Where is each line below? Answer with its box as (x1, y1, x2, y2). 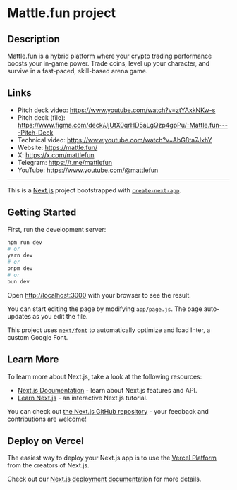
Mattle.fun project (7, 5, 116, 21)
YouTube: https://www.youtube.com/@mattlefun (17, 166, 159, 174)
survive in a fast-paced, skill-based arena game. (7, 67, 148, 75)
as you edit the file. (32, 312, 88, 320)
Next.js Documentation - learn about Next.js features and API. (17, 386, 197, 394)
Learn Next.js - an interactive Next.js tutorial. (17, 393, 148, 402)
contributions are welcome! (7, 415, 87, 423)
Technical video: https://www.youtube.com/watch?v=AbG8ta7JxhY (17, 135, 212, 144)
